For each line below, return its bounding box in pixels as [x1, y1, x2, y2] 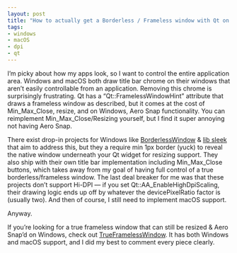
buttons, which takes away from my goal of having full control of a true [7, 165, 214, 174]
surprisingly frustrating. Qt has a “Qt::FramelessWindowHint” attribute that [7, 91, 224, 100]
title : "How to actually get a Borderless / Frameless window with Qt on [7, 17, 230, 24]
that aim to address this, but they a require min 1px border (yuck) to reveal [7, 143, 223, 151]
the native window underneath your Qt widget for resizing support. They [7, 150, 218, 159]
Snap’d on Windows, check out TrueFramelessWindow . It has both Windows [7, 230, 229, 239]
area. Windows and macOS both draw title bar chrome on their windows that [7, 76, 231, 85]
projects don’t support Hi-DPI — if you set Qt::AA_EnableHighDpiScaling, [7, 180, 220, 189]
